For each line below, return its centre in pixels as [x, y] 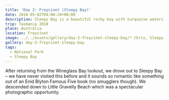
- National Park [27, 52]
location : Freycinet [27, 33]
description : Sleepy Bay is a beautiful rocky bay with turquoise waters [84, 19]
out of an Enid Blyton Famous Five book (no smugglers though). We [76, 81]
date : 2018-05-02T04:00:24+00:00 [40, 15]
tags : [11, 47]
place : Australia [23, 29]
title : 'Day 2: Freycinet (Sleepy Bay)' [48, 10]
